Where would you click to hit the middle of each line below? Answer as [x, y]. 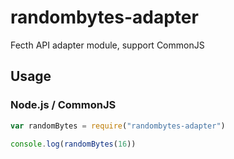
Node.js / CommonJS [63, 105]
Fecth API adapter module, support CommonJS [107, 45]
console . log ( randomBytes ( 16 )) [73, 144]
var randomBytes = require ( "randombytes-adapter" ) [118, 126]
